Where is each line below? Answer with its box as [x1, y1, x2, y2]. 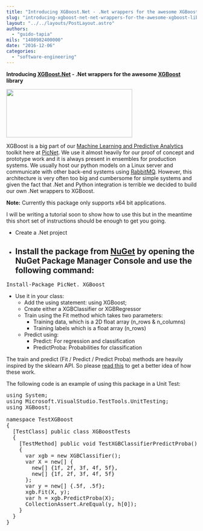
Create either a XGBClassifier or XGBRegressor [24, 305, 141, 313]
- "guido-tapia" [11, 31, 53, 37]
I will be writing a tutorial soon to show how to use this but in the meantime [6, 210, 192, 218]
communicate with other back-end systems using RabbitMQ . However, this [6, 168, 192, 175]
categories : [6, 48, 36, 54]
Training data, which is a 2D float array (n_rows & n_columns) [33, 318, 186, 325]
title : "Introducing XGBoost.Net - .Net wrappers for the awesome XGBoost [6, 8, 199, 15]
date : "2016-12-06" [6, 43, 56, 49]
